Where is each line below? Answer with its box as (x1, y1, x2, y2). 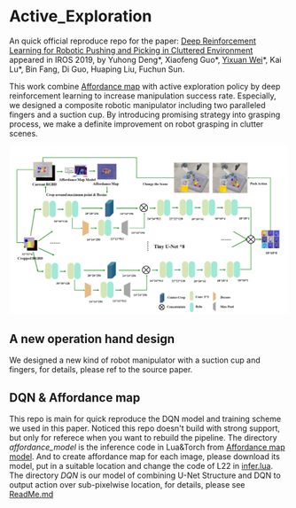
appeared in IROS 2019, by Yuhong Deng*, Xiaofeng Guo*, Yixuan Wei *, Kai (9, 54, 282, 65)
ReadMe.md (9, 489, 54, 500)
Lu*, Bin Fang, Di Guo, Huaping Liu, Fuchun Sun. (9, 64, 185, 74)
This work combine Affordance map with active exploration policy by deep (9, 81, 281, 91)
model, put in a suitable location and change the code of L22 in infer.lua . (9, 461, 273, 472)
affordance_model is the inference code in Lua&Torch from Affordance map (9, 442, 285, 453)
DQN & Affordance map (9, 390, 141, 405)
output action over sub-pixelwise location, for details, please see (9, 480, 245, 490)
